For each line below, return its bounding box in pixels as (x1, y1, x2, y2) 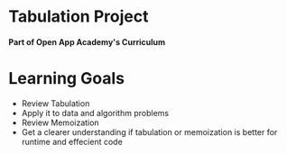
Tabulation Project (8, 6, 149, 27)
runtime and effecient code (21, 136, 123, 147)
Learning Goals (8, 68, 125, 88)
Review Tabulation (21, 97, 90, 109)
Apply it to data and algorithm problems (21, 107, 169, 118)
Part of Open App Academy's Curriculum (8, 36, 166, 47)
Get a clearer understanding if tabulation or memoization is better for (21, 126, 278, 137)
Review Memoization (21, 117, 100, 128)
